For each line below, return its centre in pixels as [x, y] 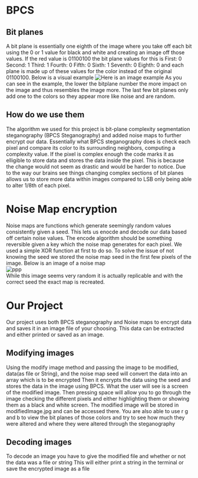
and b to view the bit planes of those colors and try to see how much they [95, 417]
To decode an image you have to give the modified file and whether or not [96, 456]
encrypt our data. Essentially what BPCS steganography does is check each [98, 141]
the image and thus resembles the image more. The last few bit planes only [97, 90]
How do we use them [45, 115]
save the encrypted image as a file [48, 469]
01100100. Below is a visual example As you [94, 78]
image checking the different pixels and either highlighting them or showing [98, 398]
